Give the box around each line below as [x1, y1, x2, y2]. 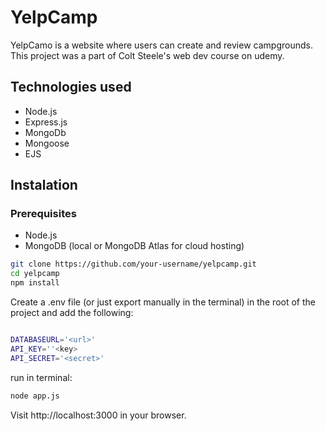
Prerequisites [10, 207, 77, 221]
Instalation [10, 177, 78, 194]
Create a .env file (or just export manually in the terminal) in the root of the [10, 296, 316, 308]
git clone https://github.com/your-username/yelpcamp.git [10, 259, 257, 270]
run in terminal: [10, 371, 73, 383]
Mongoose [24, 137, 70, 149]
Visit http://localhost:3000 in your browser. [10, 409, 187, 421]
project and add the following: [10, 307, 134, 319]
